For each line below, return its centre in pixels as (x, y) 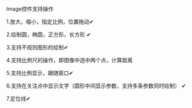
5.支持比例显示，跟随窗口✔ (40, 73)
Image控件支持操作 (30, 9)
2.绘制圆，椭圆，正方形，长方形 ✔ (49, 34)
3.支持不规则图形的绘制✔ (37, 47)
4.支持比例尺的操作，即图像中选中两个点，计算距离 (69, 60)
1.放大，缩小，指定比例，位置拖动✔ (50, 22)
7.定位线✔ (18, 99)
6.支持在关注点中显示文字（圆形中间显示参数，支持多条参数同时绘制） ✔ (96, 86)
